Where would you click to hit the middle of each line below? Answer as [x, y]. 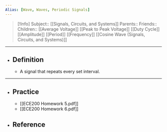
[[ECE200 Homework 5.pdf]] [49, 104]
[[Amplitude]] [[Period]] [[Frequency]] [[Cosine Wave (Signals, [81, 34]
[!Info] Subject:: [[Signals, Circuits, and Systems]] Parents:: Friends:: [87, 24]
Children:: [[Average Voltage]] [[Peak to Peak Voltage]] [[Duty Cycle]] [88, 29]
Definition [28, 60]
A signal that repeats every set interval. [60, 72]
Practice [26, 92]
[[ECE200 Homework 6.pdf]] [49, 109]
